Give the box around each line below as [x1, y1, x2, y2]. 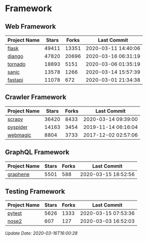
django [7, 53, 23, 59]
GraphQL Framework [5, 148, 70, 156]
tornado [7, 61, 26, 67]
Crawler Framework [5, 93, 67, 101]
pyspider [7, 124, 28, 130]
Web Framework [5, 22, 56, 31]
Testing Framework [5, 187, 65, 196]
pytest [7, 210, 22, 217]
